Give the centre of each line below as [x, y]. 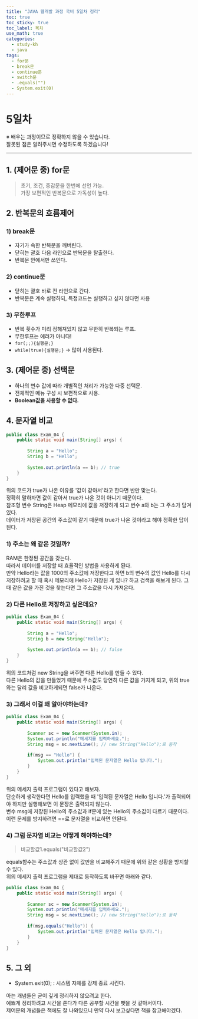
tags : [13, 55]
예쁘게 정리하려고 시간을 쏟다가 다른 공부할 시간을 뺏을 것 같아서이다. [85, 1003]
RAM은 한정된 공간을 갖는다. [39, 558]
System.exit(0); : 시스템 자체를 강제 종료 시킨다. [70, 983]
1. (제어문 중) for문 [38, 170]
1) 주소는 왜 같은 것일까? [38, 544]
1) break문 [21, 231]
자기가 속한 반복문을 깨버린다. [49, 245]
